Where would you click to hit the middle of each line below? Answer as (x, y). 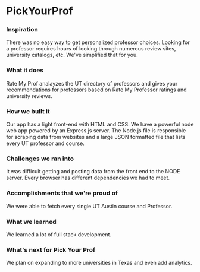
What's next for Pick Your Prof (51, 249)
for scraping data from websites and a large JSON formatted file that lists (96, 137)
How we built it (28, 111)
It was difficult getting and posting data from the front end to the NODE (93, 172)
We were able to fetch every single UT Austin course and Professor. (89, 206)
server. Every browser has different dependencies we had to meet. (88, 178)
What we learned (31, 222)
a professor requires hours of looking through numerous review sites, (91, 49)
